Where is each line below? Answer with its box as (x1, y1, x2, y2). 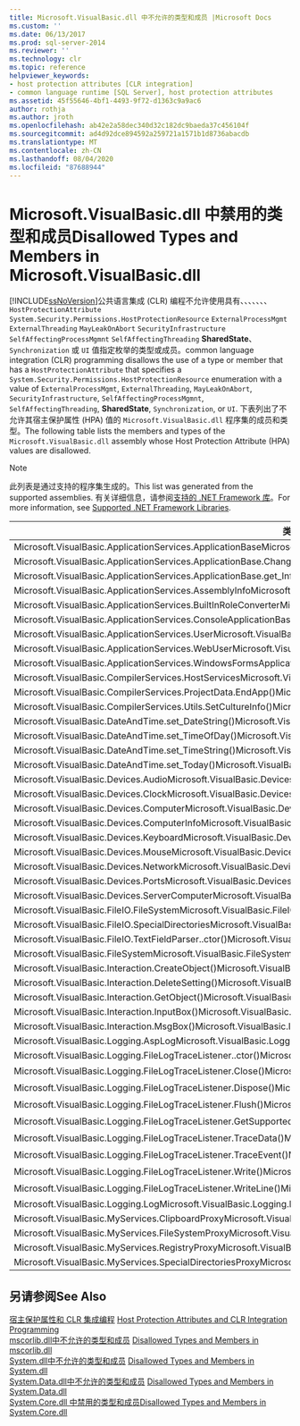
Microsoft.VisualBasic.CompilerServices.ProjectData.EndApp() (13, 686, 277, 698)
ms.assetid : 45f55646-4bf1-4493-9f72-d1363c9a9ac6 (9, 96, 202, 105)
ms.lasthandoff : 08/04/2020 (9, 154, 114, 164)
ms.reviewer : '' (9, 46, 70, 55)
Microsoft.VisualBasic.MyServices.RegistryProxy (13, 1242, 219, 1254)
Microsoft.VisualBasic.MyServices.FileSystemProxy (13, 1227, 229, 1239)
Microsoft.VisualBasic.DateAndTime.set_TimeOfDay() (13, 730, 238, 742)
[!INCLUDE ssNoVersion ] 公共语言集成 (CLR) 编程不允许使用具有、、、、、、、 (9, 296, 272, 307)
